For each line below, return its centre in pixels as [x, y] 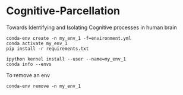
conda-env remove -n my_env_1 [44, 86]
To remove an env [28, 75]
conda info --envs [29, 64]
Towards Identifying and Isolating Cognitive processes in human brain [91, 27]
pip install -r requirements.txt [48, 49]
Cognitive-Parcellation [63, 11]
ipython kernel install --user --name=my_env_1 [66, 59]
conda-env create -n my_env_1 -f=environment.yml [69, 38]
